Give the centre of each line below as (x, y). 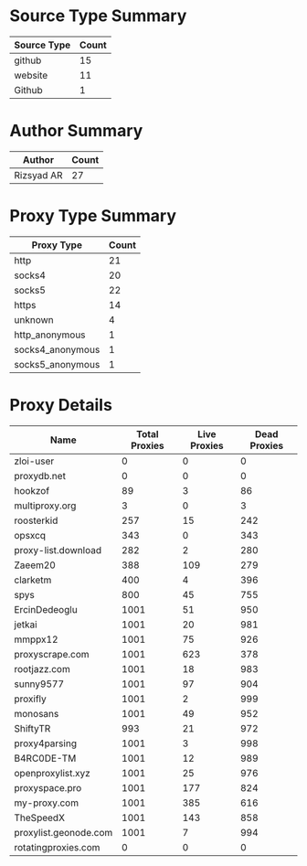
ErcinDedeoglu (46, 609)
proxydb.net (40, 476)
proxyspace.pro (48, 787)
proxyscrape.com (52, 654)
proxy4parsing (46, 743)
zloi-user (34, 461)
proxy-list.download (58, 550)
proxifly (31, 699)
